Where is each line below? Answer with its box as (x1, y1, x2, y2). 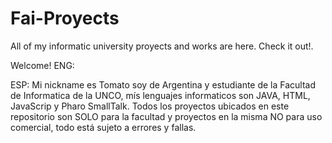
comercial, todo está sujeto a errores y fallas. (10, 121, 197, 133)
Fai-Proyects (10, 7, 120, 30)
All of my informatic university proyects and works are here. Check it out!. (10, 40, 314, 52)
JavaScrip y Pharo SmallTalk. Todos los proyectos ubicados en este (10, 100, 290, 112)
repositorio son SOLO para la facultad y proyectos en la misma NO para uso (10, 110, 323, 122)
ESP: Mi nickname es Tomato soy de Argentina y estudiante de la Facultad (10, 78, 317, 91)
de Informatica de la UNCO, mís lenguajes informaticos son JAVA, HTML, (10, 89, 311, 101)
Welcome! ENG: (10, 59, 75, 71)
